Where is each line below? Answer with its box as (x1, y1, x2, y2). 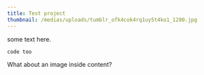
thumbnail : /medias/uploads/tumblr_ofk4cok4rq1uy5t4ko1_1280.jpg (7, 16, 197, 23)
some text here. (7, 35, 51, 43)
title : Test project (7, 10, 66, 17)
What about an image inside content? (7, 60, 112, 68)
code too (7, 48, 32, 55)
